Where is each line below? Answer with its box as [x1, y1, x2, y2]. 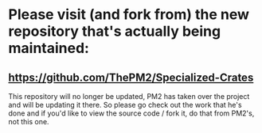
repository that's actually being [8, 22, 221, 40]
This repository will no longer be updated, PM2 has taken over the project [8, 92, 250, 101]
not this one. [8, 117, 49, 126]
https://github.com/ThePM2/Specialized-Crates [8, 70, 254, 84]
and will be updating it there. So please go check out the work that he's [8, 101, 242, 109]
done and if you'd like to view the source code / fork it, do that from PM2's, [8, 108, 255, 118]
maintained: [8, 40, 90, 57]
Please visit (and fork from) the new [8, 6, 249, 24]
